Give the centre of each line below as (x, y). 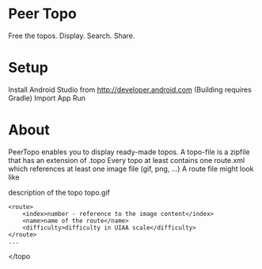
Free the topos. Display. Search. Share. (72, 36)
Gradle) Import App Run (47, 98)
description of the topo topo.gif (59, 192)
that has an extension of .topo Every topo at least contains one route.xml (127, 160)
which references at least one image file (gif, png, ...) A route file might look (131, 169)
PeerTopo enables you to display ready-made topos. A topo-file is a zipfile (129, 152)
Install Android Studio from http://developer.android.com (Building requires (130, 89)
